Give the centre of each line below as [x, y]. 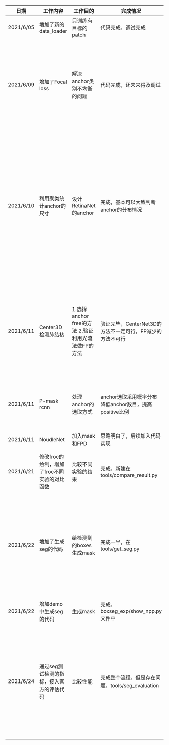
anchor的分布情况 [121, 210]
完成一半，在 [115, 542]
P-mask [49, 401]
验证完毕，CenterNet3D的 [131, 324]
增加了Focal [53, 82]
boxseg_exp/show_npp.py [131, 611]
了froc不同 [52, 472]
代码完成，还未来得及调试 [131, 85]
